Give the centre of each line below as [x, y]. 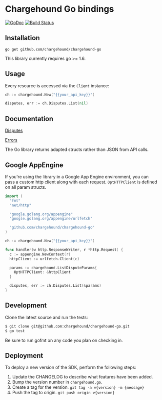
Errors [11, 140]
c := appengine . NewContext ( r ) [40, 254]
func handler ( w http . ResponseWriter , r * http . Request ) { [64, 250]
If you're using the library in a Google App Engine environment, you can [77, 176]
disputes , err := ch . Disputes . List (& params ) [55, 286]
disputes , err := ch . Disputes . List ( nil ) [47, 103]
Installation [22, 38]
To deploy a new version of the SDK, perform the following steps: [71, 367]
